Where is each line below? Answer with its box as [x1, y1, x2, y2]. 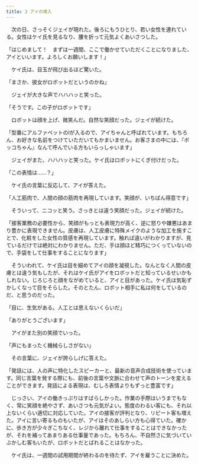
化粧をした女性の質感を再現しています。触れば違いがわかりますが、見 [21, 234, 191, 241]
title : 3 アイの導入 [6, 8, 52, 15]
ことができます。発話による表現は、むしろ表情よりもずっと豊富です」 [6, 382, 176, 389]
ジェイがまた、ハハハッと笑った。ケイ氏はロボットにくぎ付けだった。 [11, 156, 182, 163]
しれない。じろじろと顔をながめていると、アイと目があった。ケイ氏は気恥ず [6, 277, 192, 284]
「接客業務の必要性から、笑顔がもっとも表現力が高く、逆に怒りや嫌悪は [6, 219, 182, 226]
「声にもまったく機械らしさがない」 [6, 342, 95, 349]
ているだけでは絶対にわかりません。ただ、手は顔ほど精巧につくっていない [6, 241, 187, 249]
